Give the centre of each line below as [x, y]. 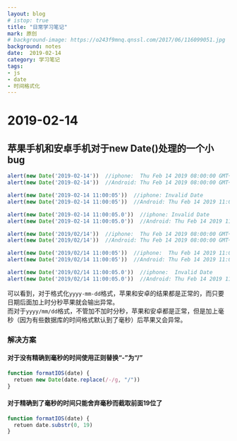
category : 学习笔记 [34, 60]
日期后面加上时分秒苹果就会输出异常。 [63, 302]
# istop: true [28, 20]
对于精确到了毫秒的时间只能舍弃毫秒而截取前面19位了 [85, 403]
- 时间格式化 [24, 86]
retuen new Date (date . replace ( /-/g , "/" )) [77, 380]
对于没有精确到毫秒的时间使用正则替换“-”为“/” [75, 358]
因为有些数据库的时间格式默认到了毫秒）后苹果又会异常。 [103, 319]
